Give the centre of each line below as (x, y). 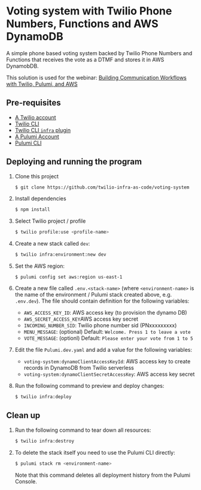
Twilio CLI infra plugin (42, 130)
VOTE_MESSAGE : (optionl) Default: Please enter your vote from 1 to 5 (108, 338)
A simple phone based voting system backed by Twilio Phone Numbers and (99, 53)
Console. (26, 481)
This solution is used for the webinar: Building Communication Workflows (97, 77)
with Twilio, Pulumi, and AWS (42, 84)
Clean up (23, 416)
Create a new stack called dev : (52, 244)
